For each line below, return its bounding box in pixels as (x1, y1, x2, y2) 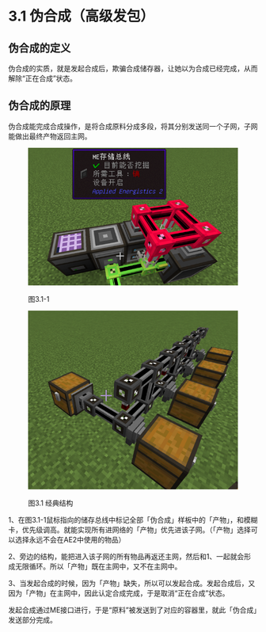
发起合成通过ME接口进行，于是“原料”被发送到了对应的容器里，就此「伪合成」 (8, 605, 257, 615)
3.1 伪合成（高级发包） (8, 7, 155, 25)
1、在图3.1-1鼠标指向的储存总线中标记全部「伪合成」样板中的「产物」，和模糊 (8, 516, 258, 525)
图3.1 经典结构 (28, 498, 74, 508)
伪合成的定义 (8, 41, 71, 55)
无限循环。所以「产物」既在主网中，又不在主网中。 (14, 562, 182, 571)
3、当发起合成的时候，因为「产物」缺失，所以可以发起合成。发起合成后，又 (8, 579, 256, 588)
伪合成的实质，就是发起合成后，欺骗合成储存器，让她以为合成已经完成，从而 (8, 64, 258, 73)
